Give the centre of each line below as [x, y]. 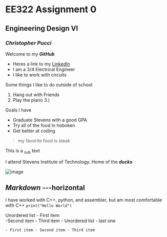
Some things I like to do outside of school [49, 84]
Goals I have [18, 110]
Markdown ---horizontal [45, 188]
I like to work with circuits [39, 75]
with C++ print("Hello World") [39, 205]
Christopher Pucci [28, 43]
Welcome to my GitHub [30, 54]
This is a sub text [23, 151]
